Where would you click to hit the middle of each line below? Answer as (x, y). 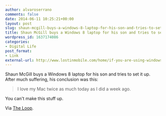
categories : (17, 42)
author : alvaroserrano (28, 10)
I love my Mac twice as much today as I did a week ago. (74, 89)
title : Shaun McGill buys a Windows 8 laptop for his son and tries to (80, 33)
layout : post (19, 23)
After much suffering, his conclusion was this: (52, 79)
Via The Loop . (19, 108)
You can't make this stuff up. (34, 99)
